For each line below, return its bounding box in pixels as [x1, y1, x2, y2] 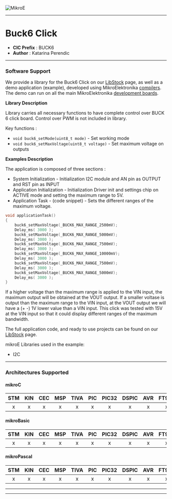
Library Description [5, 100, 48, 106]
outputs [12, 146, 29, 152]
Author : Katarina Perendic [12, 50, 70, 56]
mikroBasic [5, 418, 30, 424]
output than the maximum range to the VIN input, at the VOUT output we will [5, 300, 166, 306]
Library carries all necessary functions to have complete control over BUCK [5, 110, 165, 116]
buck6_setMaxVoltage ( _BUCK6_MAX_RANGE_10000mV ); [14, 251, 120, 256]
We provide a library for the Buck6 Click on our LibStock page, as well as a [5, 79, 163, 86]
